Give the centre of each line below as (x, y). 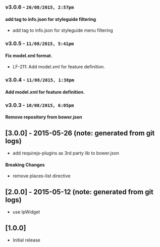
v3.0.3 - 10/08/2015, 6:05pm (40, 105)
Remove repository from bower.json (44, 117)
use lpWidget (26, 212)
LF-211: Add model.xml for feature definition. (59, 67)
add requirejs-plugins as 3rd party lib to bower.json (66, 153)
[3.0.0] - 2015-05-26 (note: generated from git (80, 133)
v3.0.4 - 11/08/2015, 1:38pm (40, 80)
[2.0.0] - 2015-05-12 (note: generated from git (79, 192)
